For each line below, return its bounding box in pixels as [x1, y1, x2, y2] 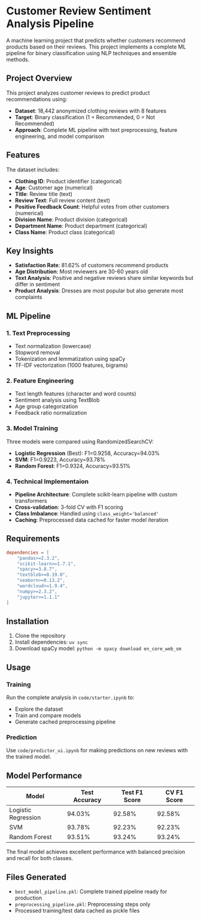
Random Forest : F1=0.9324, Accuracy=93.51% [14, 462, 131, 469]
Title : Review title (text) [14, 190, 73, 197]
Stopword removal [14, 349, 60, 356]
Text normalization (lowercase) [14, 343, 92, 350]
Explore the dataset [14, 705, 63, 713]
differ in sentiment [14, 280, 60, 288]
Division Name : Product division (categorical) [14, 216, 128, 223]
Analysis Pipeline [6, 17, 95, 31]
